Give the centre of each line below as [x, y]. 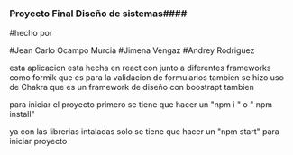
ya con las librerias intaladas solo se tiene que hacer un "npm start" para [144, 132]
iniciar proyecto [38, 141]
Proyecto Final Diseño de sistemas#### [98, 14]
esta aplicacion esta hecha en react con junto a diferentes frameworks [140, 68]
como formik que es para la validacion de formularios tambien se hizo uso [146, 77]
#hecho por [31, 33]
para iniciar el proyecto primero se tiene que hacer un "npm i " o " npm [141, 105]
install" [22, 114]
